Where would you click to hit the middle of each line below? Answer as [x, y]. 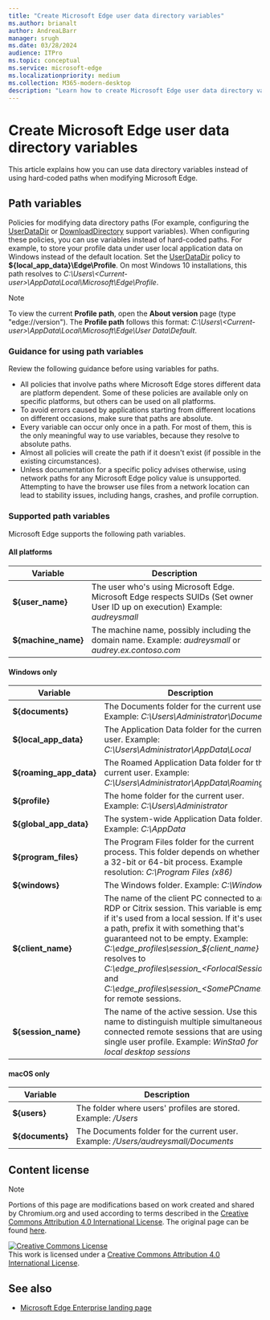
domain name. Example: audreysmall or [166, 640]
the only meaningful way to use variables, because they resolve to [129, 435]
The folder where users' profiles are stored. [158, 1108]
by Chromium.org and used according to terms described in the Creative [129, 1213]
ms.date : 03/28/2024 [43, 46]
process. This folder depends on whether [182, 852]
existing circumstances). [61, 461]
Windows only [33, 672]
